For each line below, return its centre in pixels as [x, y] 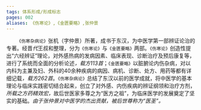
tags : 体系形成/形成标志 [34, 12]
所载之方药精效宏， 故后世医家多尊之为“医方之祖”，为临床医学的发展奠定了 [98, 93]
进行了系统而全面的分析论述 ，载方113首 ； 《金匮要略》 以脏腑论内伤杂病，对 [96, 63]
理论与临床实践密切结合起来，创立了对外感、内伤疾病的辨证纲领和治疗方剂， [101, 86]
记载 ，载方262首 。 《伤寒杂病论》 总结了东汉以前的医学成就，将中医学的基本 [102, 78]
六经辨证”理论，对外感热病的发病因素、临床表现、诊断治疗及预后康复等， [104, 56]
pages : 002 [20, 17]
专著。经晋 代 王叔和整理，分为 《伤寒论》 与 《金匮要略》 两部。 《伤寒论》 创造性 [96, 48]
